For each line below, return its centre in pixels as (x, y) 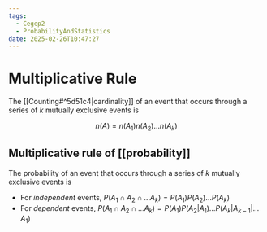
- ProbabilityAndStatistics (63, 31)
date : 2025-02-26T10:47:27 (54, 39)
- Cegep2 (30, 24)
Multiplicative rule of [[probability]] (99, 153)
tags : (17, 16)
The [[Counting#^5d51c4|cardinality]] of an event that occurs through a (128, 102)
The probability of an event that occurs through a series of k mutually (125, 173)
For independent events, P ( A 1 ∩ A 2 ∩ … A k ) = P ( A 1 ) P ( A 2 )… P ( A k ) (125, 198)
